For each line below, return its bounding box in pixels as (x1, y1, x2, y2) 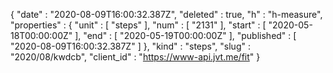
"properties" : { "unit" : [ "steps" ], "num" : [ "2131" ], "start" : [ (10, 19, 267, 31)
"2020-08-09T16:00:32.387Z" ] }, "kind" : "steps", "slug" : (10, 40, 251, 52)
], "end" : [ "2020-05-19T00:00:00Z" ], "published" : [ (74, 30, 297, 41)
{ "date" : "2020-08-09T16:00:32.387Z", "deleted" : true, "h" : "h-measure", (10, 9, 323, 20)
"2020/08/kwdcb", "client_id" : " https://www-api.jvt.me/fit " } (10, 51, 261, 63)
